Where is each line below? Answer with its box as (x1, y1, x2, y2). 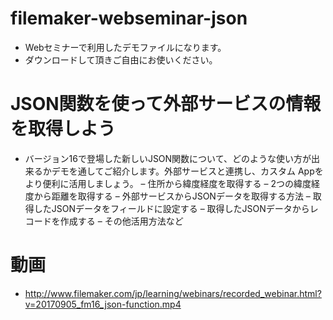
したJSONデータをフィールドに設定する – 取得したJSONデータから (33, 202, 310, 214)
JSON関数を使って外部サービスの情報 (10, 93, 322, 116)
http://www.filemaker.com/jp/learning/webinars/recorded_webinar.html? (24, 287, 322, 299)
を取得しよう (10, 118, 117, 141)
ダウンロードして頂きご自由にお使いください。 (24, 53, 218, 66)
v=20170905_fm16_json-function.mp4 (24, 298, 182, 310)
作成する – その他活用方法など (59, 215, 184, 227)
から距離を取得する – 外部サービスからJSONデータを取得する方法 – (33, 190, 311, 202)
